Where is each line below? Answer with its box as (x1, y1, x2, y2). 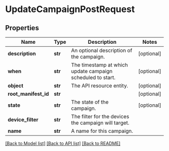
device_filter (8, 116, 39, 123)
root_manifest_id (8, 91, 49, 97)
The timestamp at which (71, 61, 128, 68)
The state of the (71, 99, 109, 105)
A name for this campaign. (71, 127, 133, 134)
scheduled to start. (71, 74, 116, 81)
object (8, 82, 24, 89)
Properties (5, 24, 39, 32)
